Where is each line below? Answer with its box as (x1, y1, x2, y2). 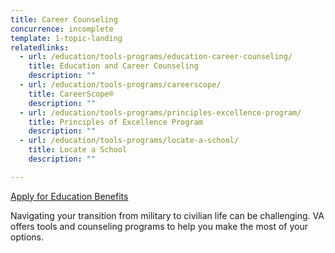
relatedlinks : (10, 42, 70, 53)
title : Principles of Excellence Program (28, 117, 203, 127)
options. (10, 231, 45, 243)
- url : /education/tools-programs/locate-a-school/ (19, 136, 240, 146)
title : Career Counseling (10, 14, 118, 25)
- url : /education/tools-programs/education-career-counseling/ (19, 52, 293, 62)
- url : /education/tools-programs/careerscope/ (19, 80, 222, 90)
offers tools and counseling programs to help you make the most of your (10, 220, 309, 232)
